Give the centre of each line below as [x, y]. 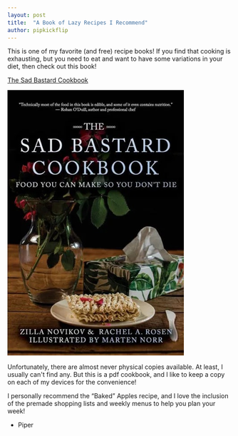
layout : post [27, 15]
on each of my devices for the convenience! [72, 382]
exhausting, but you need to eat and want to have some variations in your [115, 59]
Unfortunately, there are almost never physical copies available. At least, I [115, 367]
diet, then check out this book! [52, 66]
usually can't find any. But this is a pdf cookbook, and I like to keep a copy [116, 375]
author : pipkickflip [38, 30]
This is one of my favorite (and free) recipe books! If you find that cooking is [119, 51]
